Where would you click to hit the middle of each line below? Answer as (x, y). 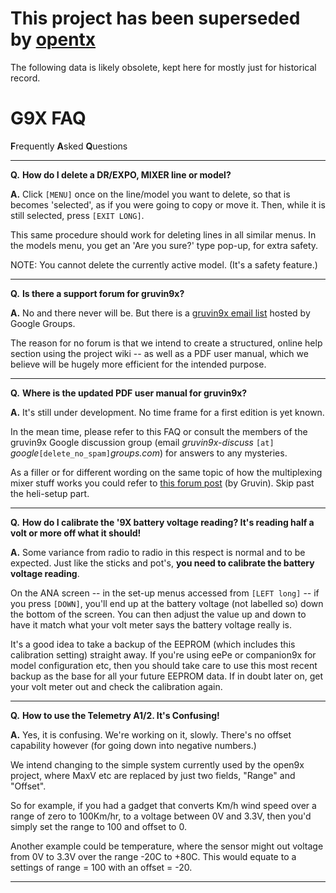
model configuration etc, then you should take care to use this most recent (164, 665)
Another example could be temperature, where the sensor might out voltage (167, 846)
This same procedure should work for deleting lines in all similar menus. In (163, 234)
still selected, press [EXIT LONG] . (77, 215)
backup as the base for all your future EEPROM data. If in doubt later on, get (166, 676)
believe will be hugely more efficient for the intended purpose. (138, 364)
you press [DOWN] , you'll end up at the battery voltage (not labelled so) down (167, 603)
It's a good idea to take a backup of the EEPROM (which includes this (153, 644)
